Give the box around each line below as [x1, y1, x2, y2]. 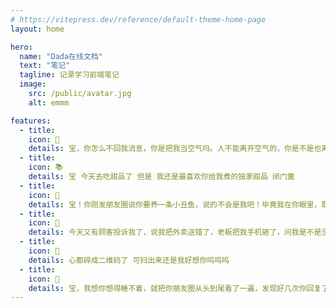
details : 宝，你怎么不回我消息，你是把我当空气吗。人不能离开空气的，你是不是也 [28, 144, 322, 154]
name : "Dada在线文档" [19, 51, 103, 61]
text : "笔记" [19, 61, 71, 71]
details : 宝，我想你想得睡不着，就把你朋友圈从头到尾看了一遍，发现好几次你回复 [28, 283, 322, 293]
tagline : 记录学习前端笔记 [19, 70, 120, 80]
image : [19, 79, 47, 90]
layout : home [10, 24, 65, 34]
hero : [10, 42, 33, 52]
